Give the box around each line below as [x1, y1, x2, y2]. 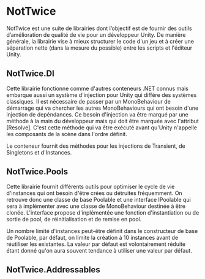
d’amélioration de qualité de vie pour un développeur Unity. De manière [6, 31, 186, 38]
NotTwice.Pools [6, 167, 69, 177]
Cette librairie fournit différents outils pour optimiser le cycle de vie [6, 183, 175, 190]
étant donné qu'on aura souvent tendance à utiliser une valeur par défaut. [6, 247, 193, 254]
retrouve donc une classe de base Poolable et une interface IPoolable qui [6, 196, 191, 203]
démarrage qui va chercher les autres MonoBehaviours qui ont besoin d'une [6, 104, 199, 112]
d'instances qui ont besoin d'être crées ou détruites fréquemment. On [6, 189, 182, 197]
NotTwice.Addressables [6, 264, 101, 275]
